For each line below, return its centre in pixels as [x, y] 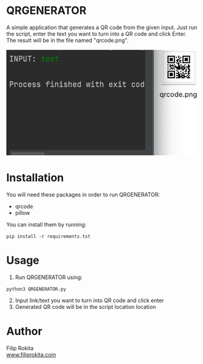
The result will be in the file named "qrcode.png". [68, 40]
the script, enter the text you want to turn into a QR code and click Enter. [96, 33]
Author [24, 331]
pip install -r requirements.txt [48, 236]
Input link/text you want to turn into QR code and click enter [89, 300]
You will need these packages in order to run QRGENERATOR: [83, 194]
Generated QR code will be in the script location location [85, 306]
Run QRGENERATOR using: [49, 277]
